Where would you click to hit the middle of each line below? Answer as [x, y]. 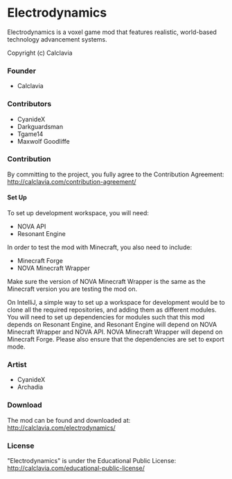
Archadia [30, 387]
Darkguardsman [40, 126]
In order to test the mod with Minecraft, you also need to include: [100, 247]
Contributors [29, 104]
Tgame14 [30, 134]
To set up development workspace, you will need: [78, 213]
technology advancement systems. [57, 39]
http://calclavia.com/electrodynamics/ [61, 428]
